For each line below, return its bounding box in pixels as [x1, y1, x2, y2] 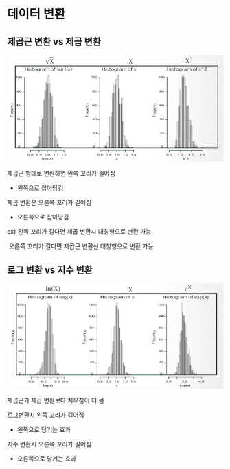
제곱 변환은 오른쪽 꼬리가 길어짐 [7, 198, 92, 206]
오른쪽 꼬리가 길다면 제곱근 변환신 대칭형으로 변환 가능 [8, 242, 154, 250]
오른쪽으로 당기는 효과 [16, 455, 77, 463]
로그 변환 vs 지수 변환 [7, 264, 93, 276]
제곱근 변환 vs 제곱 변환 [7, 36, 102, 47]
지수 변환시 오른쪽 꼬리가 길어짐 [7, 440, 92, 448]
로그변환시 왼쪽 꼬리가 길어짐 [7, 411, 84, 419]
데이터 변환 [7, 6, 66, 22]
